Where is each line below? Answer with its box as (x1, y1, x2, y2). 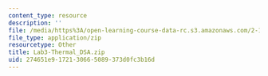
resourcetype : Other (8, 41, 77, 49)
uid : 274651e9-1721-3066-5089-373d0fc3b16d (8, 56, 156, 64)
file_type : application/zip (8, 33, 102, 42)
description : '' (8, 19, 62, 27)
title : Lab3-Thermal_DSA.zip (8, 48, 105, 56)
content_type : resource (8, 11, 88, 20)
